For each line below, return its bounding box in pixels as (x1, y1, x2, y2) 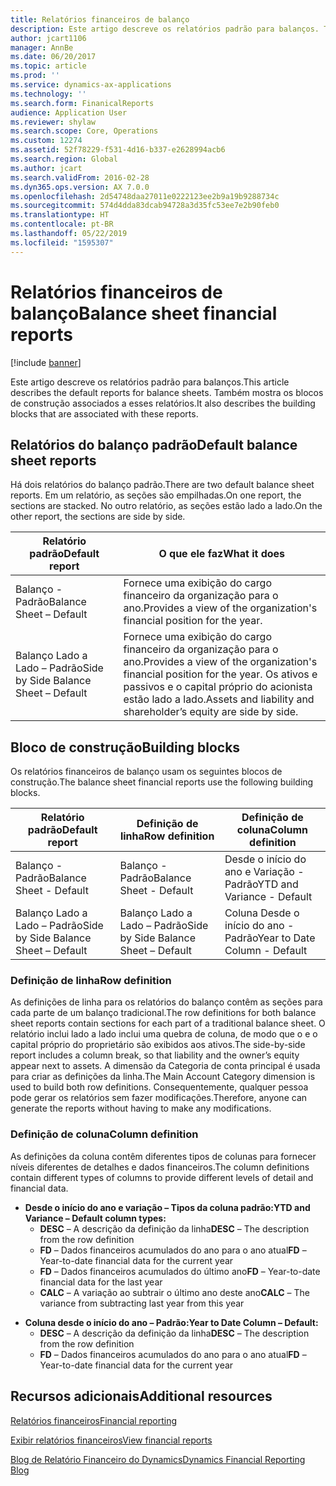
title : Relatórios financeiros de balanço (10, 14, 190, 25)
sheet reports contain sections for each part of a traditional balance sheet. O (10, 1017, 326, 1030)
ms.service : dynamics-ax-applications (10, 80, 172, 90)
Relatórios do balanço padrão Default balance (10, 436, 298, 453)
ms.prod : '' (10, 71, 60, 81)
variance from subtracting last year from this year (39, 1297, 245, 1309)
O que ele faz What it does (158, 547, 286, 561)
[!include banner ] (10, 356, 82, 368)
